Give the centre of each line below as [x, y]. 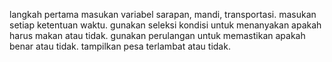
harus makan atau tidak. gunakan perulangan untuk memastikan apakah [157, 35]
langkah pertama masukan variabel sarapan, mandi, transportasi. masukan [163, 14]
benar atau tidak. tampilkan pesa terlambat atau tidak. [120, 46]
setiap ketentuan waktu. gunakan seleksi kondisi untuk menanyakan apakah [165, 25]
